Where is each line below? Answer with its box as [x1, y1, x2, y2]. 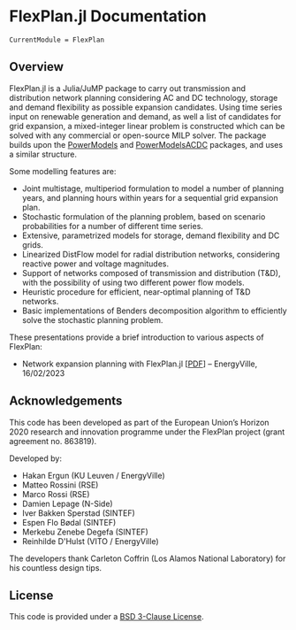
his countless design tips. [9, 562, 102, 572]
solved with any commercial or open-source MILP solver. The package [9, 130, 267, 141]
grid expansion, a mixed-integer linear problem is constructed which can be [9, 120, 285, 131]
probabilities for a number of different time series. [21, 220, 203, 231]
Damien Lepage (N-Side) [21, 498, 113, 509]
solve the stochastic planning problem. [21, 314, 163, 325]
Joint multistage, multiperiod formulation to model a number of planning [21, 183, 285, 194]
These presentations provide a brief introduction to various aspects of [9, 332, 264, 342]
